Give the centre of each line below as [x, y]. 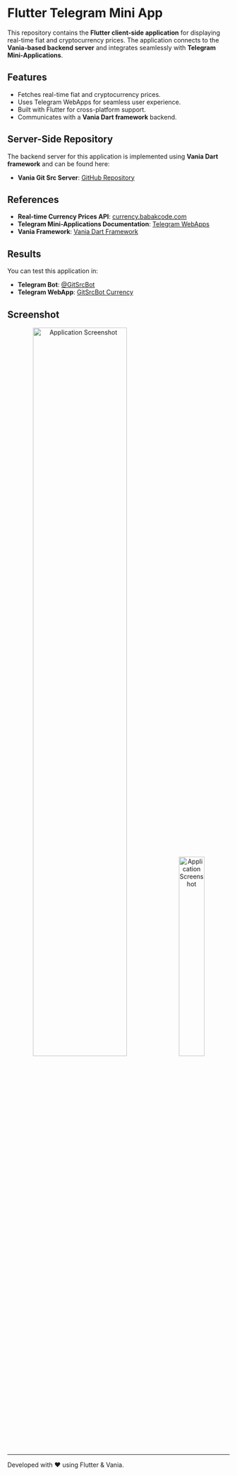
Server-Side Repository [60, 139]
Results [24, 254]
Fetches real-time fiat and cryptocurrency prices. [89, 94]
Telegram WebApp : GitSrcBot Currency [75, 292]
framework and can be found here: [59, 163]
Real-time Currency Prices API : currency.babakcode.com [102, 216]
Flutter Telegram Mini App [85, 13]
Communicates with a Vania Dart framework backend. [97, 117]
